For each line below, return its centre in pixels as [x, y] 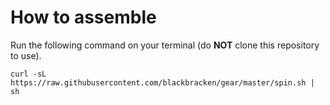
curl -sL [28, 74]
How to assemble [83, 17]
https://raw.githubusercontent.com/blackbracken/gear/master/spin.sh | [162, 82]
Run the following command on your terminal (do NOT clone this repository [165, 45]
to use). [26, 55]
